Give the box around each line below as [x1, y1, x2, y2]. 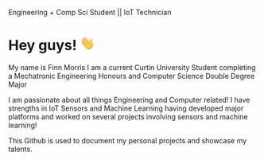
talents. [8, 144, 33, 154]
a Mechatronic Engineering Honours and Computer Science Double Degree [8, 72, 255, 81]
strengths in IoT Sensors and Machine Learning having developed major [8, 103, 244, 113]
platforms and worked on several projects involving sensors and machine [8, 112, 248, 122]
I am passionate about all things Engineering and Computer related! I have [8, 96, 250, 105]
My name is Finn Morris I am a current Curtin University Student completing [8, 63, 256, 72]
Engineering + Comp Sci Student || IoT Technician [8, 8, 172, 17]
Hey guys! [8, 37, 77, 55]
